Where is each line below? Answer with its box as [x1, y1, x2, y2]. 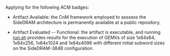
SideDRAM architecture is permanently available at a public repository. [12, 20, 161, 25]
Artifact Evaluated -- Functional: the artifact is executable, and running [12, 29, 161, 35]
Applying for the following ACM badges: [5, 5, 89, 10]
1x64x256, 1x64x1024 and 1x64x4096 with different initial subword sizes [12, 40, 165, 46]
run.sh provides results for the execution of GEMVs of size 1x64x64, [12, 35, 156, 40]
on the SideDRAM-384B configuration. [12, 45, 94, 51]
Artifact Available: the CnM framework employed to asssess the [12, 14, 147, 20]
